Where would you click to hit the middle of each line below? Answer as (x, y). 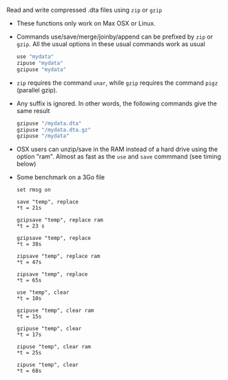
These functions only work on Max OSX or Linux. (86, 23)
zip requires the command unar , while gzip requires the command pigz (117, 83)
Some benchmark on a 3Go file (61, 177)
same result (33, 110)
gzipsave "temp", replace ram (60, 220)
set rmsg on (33, 190)
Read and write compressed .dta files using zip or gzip (84, 10)
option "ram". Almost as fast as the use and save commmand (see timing (119, 157)
